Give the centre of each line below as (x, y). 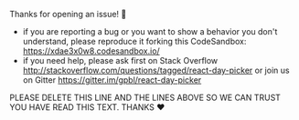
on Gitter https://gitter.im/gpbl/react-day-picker (112, 80)
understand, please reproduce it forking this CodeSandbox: (134, 41)
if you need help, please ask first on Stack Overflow (120, 60)
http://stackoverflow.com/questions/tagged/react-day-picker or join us (156, 70)
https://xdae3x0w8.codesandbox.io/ (91, 51)
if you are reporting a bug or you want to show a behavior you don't (150, 31)
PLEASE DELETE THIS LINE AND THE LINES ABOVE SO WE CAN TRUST (145, 97)
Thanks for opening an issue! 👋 (68, 14)
